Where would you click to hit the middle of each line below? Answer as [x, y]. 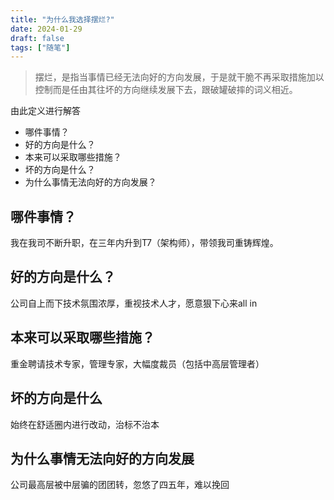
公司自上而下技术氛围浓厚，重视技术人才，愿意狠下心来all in [134, 303]
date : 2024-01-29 [46, 29]
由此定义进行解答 [45, 111]
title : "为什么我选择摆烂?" [62, 19]
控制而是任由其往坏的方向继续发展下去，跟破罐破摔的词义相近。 [166, 90]
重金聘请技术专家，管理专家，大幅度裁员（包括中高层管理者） [137, 363]
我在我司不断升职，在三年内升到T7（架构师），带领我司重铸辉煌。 [144, 243]
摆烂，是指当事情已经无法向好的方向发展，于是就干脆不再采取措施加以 [179, 77]
